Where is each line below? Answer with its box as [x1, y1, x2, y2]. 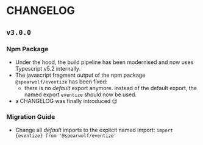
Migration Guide [6, 112, 55, 121]
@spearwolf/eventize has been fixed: [15, 77, 108, 85]
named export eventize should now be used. [24, 91, 137, 98]
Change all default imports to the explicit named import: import [15, 126, 174, 134]
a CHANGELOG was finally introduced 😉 [15, 97, 118, 104]
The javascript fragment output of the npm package [15, 71, 146, 79]
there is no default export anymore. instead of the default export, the [24, 84, 197, 91]
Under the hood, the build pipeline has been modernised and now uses [15, 58, 194, 66]
